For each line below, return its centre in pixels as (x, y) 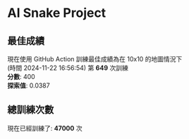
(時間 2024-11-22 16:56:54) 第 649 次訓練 (68, 68)
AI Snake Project (57, 13)
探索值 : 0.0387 (29, 85)
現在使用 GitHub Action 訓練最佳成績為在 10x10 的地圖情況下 (95, 59)
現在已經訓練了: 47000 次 (45, 128)
